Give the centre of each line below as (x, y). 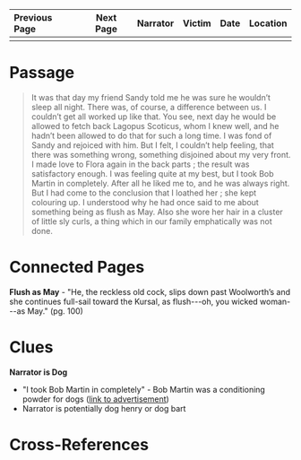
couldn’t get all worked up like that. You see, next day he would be (154, 117)
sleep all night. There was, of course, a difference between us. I (149, 107)
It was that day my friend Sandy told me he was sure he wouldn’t (151, 97)
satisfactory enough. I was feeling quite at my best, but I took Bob (153, 173)
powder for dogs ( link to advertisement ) (96, 399)
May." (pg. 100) (55, 311)
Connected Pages (77, 267)
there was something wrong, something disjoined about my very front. (161, 154)
